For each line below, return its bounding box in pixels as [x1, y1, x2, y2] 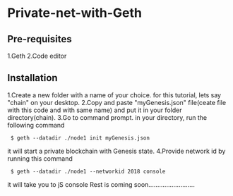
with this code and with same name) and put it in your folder [7, 106, 182, 114]
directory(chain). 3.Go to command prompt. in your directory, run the [7, 113, 208, 121]
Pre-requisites [7, 33, 72, 45]
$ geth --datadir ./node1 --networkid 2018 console [10, 168, 166, 175]
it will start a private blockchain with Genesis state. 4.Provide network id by [7, 147, 226, 155]
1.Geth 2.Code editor [7, 51, 67, 60]
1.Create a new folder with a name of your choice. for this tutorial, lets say [7, 90, 221, 99]
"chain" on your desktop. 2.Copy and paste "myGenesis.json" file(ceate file [7, 98, 227, 106]
